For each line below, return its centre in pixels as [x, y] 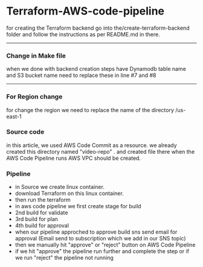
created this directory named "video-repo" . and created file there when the [101, 151]
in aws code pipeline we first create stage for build [78, 206]
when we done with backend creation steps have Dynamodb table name [96, 69]
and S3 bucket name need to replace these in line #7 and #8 [81, 75]
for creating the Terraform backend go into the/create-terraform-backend [98, 28]
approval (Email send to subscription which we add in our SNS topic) [100, 239]
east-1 [14, 116]
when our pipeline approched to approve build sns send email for [96, 232]
